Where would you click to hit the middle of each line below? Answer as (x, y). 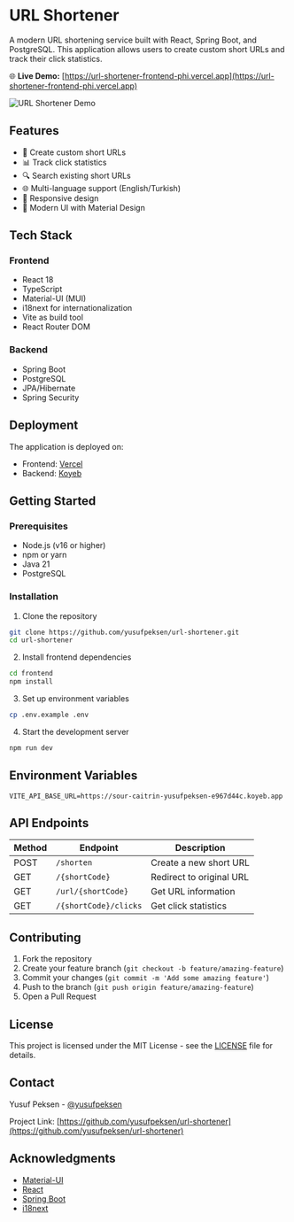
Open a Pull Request (59, 996)
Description (200, 848)
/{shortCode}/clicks (99, 906)
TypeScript (42, 290)
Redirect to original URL (200, 878)
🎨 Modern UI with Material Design (84, 207)
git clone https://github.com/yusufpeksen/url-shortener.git (124, 632)
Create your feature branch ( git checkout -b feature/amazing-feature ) (153, 968)
